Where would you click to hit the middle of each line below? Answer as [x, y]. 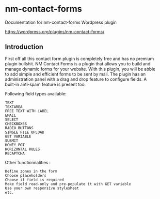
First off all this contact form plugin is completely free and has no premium [80, 59]
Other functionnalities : [28, 162]
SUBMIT [12, 141]
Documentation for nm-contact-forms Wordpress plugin [61, 22]
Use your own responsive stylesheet [42, 188]
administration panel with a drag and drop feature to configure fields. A [76, 79]
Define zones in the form [31, 171]
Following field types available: [36, 93]
